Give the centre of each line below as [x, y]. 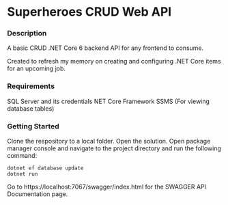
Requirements [31, 86]
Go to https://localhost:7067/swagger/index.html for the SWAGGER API [107, 187]
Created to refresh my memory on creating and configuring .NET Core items [114, 61]
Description [27, 33]
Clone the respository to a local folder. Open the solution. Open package [109, 141]
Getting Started [33, 126]
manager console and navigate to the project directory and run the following [114, 148]
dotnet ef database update [45, 168]
